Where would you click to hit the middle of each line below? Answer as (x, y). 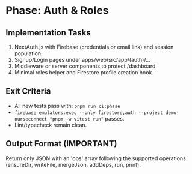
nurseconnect (31, 119)
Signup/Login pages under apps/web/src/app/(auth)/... (82, 60)
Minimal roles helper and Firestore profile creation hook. (84, 72)
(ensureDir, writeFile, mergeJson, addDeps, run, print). (73, 164)
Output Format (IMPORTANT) (61, 144)
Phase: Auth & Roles (57, 10)
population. (28, 53)
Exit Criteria (28, 91)
